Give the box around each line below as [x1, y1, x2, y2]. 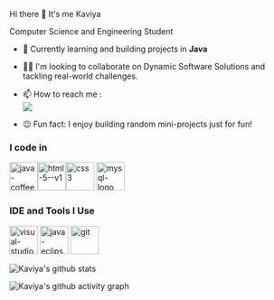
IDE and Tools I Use [9, 204, 95, 217]
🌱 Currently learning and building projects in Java [22, 43, 208, 54]
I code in [9, 141, 48, 154]
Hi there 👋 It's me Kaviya [9, 9, 101, 19]
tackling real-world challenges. [22, 70, 138, 81]
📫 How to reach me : [22, 89, 102, 99]
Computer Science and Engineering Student [9, 26, 174, 36]
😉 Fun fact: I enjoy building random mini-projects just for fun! [22, 118, 253, 129]
